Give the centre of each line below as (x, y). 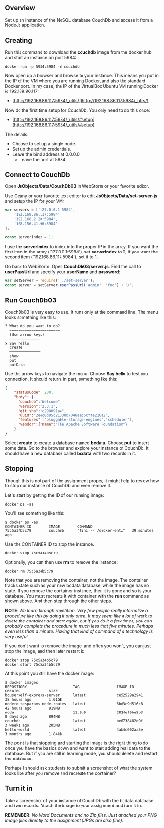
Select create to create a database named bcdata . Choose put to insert (77, 443)
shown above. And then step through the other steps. (59, 601)
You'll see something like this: (35, 513)
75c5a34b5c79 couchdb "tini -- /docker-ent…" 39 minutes (79, 530)
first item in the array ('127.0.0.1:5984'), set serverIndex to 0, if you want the (82, 252)
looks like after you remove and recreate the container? (61, 773)
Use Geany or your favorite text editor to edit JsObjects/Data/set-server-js (81, 196)
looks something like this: (31, 317)
